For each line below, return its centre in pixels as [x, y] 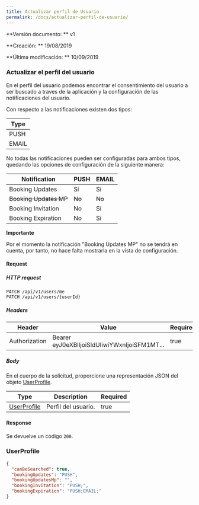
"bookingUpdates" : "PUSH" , [45, 475]
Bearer [62, 337]
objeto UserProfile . [29, 382]
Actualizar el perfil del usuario [50, 72]
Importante [20, 232]
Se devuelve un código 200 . [40, 436]
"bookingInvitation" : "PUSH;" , [50, 486]
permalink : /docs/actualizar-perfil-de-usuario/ [67, 17]
